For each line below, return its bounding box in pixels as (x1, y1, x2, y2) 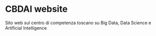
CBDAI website (5, 3, 68, 15)
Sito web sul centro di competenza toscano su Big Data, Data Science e (5, 20, 152, 26)
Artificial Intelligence (5, 25, 47, 31)
